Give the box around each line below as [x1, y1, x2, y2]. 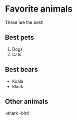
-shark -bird [5, 110, 29, 116]
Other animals [5, 97, 48, 105]
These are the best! [5, 19, 44, 25]
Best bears [5, 65, 38, 74]
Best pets [5, 33, 34, 42]
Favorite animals [5, 3, 73, 15]
